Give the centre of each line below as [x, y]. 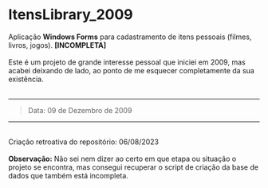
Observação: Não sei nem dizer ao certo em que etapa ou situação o [122, 159]
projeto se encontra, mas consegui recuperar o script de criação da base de [134, 167]
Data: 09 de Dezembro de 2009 [80, 110]
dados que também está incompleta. [69, 175]
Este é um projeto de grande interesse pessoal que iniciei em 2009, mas [127, 62]
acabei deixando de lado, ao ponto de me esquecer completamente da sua [132, 70]
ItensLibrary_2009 [71, 15]
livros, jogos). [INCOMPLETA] [57, 45]
